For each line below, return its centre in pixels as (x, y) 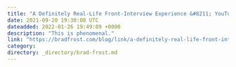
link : (15, 40)
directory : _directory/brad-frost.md (63, 53)
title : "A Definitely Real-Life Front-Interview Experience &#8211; (110, 14)
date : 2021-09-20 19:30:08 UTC (53, 20)
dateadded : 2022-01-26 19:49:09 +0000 (64, 27)
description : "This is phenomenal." (61, 33)
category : (22, 46)
